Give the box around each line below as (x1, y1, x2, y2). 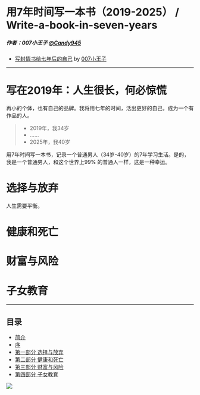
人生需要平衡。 (6, 203, 43, 210)
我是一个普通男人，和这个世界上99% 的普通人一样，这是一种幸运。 (6, 159, 171, 166)
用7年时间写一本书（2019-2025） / (6, 5, 180, 19)
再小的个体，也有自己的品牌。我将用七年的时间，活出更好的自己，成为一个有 (6, 105, 194, 112)
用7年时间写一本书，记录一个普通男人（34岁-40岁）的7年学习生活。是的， (6, 151, 189, 158)
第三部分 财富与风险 (14, 364, 64, 371)
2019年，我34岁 (29, 125, 70, 132)
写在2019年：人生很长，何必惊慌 (6, 84, 167, 97)
